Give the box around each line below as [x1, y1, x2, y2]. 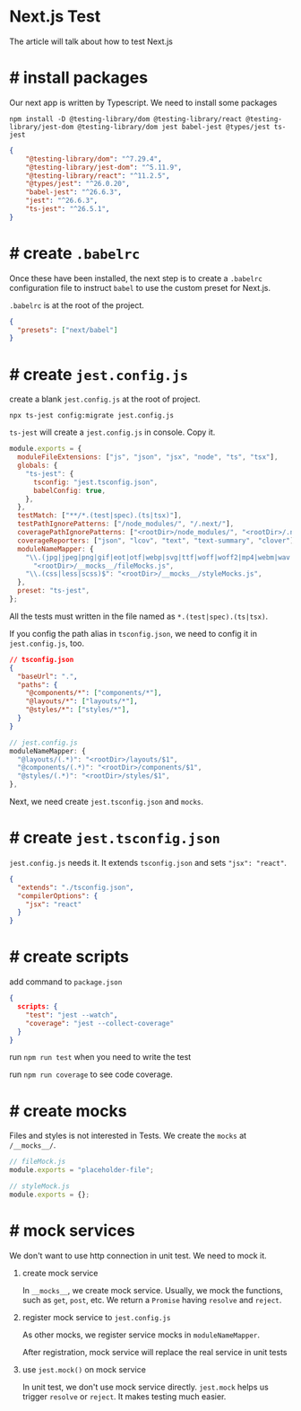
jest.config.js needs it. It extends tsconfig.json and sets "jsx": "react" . [9, 857, 287, 868]
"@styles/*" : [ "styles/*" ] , [25, 705, 130, 715]
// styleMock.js [9, 1182, 70, 1191]
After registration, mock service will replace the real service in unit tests [21, 1346, 288, 1357]
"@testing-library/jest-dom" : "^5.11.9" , [25, 163, 182, 172]
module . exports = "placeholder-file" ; [9, 1166, 154, 1175]
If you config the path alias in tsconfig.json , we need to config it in [9, 628, 258, 639]
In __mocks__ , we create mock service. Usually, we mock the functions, [21, 1284, 284, 1295]
